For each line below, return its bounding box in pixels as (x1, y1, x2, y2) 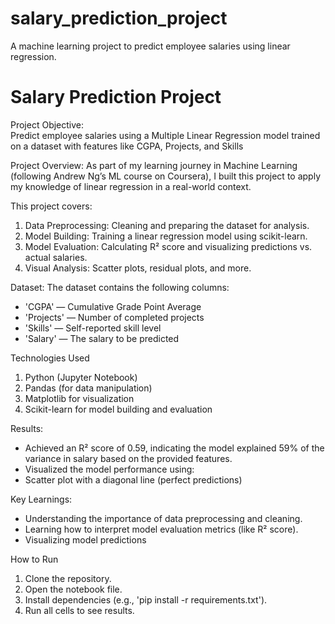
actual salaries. (24, 251, 88, 263)
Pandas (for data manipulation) (24, 382, 153, 394)
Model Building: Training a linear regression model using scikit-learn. (24, 230, 308, 242)
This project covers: (10, 200, 93, 212)
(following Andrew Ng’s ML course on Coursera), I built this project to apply (10, 170, 321, 182)
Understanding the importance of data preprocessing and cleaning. (24, 512, 303, 524)
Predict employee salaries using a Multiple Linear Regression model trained (10, 129, 321, 141)
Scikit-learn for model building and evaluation (24, 403, 213, 415)
